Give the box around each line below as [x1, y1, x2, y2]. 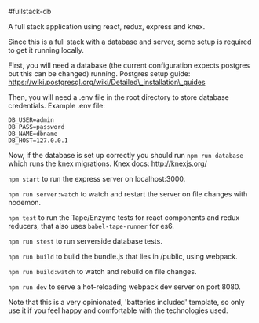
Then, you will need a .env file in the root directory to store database [8, 93, 229, 101]
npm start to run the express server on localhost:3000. [8, 174, 186, 183]
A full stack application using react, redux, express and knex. [8, 22, 206, 31]
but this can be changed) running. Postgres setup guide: [8, 69, 191, 78]
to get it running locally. [8, 46, 85, 54]
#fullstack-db [8, 7, 52, 16]
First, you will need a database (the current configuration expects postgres [8, 61, 250, 70]
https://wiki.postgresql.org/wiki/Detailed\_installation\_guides [8, 78, 206, 86]
